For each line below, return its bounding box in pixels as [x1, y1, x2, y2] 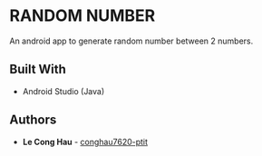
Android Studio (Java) [22, 85, 105, 96]
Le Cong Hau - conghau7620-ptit [22, 136, 148, 147]
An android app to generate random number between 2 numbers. [9, 35, 254, 46]
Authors [9, 112, 57, 128]
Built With [9, 62, 66, 77]
